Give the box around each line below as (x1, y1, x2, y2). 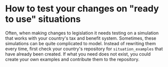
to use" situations (5, 13, 81, 25)
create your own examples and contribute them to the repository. (5, 56, 139, 62)
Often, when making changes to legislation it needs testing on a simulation (5, 30, 159, 36)
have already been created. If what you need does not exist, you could (5, 51, 151, 57)
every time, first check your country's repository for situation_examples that (5, 46, 163, 52)
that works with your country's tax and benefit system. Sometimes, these (5, 35, 156, 41)
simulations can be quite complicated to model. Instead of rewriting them (5, 40, 156, 46)
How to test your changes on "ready (5, 3, 159, 14)
